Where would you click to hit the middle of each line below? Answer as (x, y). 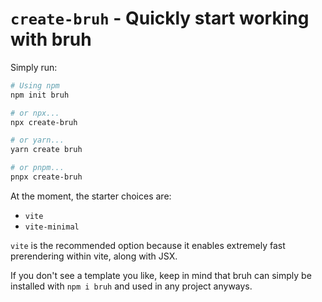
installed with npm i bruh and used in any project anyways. (131, 286)
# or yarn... (37, 140)
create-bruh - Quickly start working (160, 18)
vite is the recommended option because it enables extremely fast (148, 245)
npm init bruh (40, 95)
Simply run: (34, 67)
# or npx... (35, 113)
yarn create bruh (46, 150)
